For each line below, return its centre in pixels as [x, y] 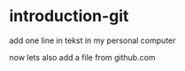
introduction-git [69, 16]
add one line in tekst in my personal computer [92, 40]
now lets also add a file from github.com [83, 57]
